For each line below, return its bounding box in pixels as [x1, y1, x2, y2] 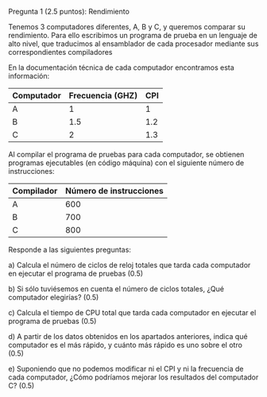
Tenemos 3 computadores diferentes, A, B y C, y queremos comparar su [8, 22, 246, 31]
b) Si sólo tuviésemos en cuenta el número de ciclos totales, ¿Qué [8, 284, 225, 293]
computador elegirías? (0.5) [8, 293, 99, 302]
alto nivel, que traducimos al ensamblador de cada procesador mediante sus [8, 39, 259, 48]
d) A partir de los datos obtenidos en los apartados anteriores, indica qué [8, 332, 248, 341]
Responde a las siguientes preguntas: [8, 245, 131, 254]
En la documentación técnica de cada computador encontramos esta [8, 63, 234, 72]
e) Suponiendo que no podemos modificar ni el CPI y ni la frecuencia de [8, 364, 244, 373]
